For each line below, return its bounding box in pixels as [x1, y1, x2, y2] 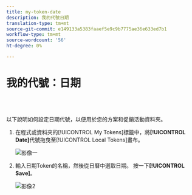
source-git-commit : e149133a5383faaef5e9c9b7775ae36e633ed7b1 [6, 26, 167, 32]
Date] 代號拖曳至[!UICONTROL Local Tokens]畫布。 [15, 136, 144, 143]
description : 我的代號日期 [6, 15, 69, 21]
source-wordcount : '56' [6, 37, 67, 43]
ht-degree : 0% [6, 43, 43, 49]
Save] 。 [15, 169, 36, 177]
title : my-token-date [6, 9, 61, 15]
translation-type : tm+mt [6, 20, 69, 26]
